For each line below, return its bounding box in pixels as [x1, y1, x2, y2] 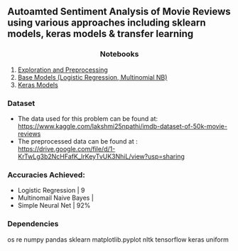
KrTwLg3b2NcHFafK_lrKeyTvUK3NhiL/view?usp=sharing [17, 152, 185, 161]
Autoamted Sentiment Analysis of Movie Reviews [7, 6, 231, 18]
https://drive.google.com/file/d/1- [17, 144, 116, 153]
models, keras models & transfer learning [7, 28, 194, 40]
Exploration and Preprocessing [17, 65, 108, 74]
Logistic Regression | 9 [17, 186, 85, 195]
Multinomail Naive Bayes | [17, 193, 94, 202]
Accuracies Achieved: [7, 170, 85, 180]
